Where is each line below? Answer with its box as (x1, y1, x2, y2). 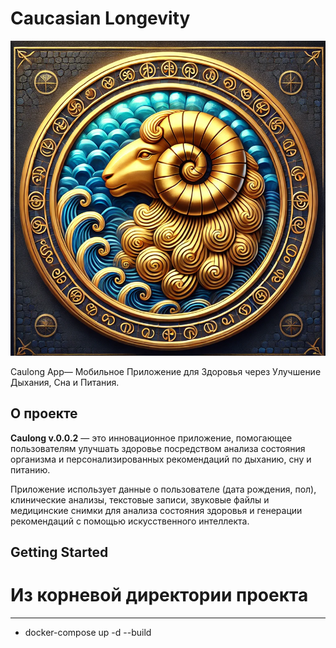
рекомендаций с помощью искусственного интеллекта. (10, 515, 250, 527)
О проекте (10, 405, 78, 422)
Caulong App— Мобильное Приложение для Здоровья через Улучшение (10, 365, 322, 377)
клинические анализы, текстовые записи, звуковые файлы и (10, 493, 270, 506)
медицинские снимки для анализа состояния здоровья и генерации (10, 504, 303, 516)
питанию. (10, 463, 51, 476)
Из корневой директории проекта (10, 584, 309, 607)
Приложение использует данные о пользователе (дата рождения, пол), (10, 483, 317, 495)
